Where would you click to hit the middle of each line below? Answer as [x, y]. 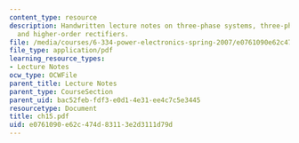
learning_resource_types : [57, 59]
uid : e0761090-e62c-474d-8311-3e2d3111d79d [91, 125]
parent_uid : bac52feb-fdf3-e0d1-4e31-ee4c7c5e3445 [105, 100]
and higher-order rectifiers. [73, 34]
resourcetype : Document [53, 108]
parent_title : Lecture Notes [63, 83]
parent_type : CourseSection [61, 91]
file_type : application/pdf [61, 51]
